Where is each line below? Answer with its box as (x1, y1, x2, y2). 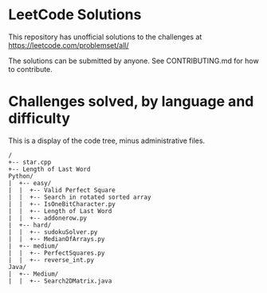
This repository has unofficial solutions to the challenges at (8, 32, 202, 42)
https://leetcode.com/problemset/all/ (8, 40, 129, 49)
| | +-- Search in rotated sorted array (8, 193, 151, 201)
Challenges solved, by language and (8, 93, 254, 111)
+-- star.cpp (8, 158, 52, 166)
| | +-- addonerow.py (8, 214, 88, 222)
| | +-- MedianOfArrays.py (8, 235, 105, 243)
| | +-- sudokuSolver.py (8, 228, 98, 236)
